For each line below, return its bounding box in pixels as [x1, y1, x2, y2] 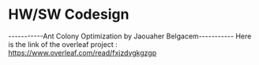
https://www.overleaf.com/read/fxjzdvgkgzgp [8, 48, 156, 57]
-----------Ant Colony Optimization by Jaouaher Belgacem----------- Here [8, 31, 252, 41]
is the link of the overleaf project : [8, 39, 118, 49]
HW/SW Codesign [8, 5, 129, 23]
